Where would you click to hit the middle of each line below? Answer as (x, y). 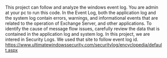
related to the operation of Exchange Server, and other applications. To (78, 23)
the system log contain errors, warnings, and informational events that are (81, 18)
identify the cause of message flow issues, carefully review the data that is (82, 29)
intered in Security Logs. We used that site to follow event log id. (72, 39)
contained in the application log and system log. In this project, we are (78, 34)
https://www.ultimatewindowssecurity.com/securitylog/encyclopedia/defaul (83, 45)
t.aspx (12, 50)
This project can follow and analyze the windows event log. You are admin (82, 7)
